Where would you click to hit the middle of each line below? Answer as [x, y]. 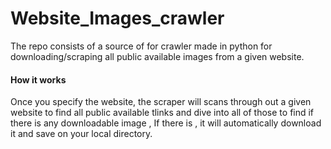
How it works [38, 79]
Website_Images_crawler [117, 18]
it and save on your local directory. [81, 134]
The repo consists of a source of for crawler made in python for [141, 46]
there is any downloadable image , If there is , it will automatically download [166, 123]
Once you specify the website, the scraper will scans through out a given [161, 102]
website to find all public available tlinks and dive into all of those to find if [162, 113]
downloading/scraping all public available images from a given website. [157, 56]
